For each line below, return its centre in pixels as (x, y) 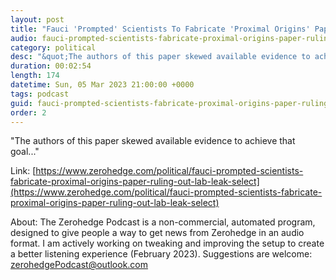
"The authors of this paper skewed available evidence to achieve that (153, 141)
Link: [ (23, 171)
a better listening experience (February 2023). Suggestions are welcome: (161, 254)
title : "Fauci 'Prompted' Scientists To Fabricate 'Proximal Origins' (160, 29)
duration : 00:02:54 (51, 66)
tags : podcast (40, 94)
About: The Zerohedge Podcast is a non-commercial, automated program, (163, 222)
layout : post (37, 19)
